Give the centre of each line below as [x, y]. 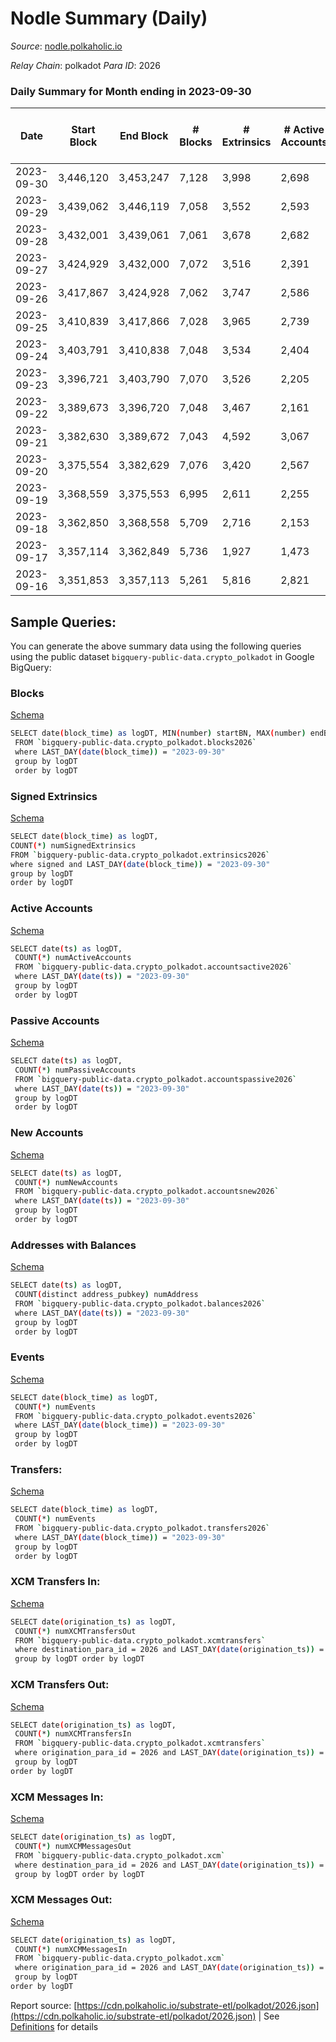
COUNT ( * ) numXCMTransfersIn [73, 1734]
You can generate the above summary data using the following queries [156, 646]
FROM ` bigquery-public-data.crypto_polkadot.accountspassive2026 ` [156, 1079]
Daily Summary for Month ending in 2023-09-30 [131, 91]
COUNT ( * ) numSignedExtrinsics [73, 845]
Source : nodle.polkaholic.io [66, 46]
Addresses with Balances [73, 1245]
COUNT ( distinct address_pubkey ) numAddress [106, 1295]
